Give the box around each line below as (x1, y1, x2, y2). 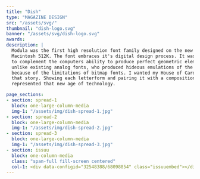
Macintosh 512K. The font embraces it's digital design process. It (11, 53, 185, 59)
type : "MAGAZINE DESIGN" (6, 14, 68, 20)
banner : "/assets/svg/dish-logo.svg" (6, 31, 100, 37)
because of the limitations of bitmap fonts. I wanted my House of (11, 70, 183, 76)
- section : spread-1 (6, 97, 58, 103)
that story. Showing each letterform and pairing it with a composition (11, 75, 196, 81)
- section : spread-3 (6, 131, 58, 137)
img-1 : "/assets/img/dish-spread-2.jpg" (11, 125, 113, 131)
